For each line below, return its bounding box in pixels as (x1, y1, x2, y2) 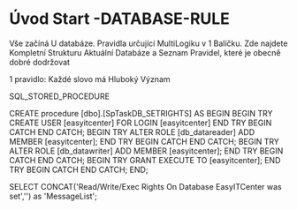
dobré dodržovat (9, 56, 71, 67)
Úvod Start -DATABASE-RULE (9, 9, 230, 29)
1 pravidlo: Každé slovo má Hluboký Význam (9, 73, 171, 84)
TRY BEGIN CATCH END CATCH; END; (9, 164, 148, 175)
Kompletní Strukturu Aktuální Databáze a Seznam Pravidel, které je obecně (9, 47, 281, 57)
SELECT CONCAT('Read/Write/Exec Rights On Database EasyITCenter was (9, 181, 283, 191)
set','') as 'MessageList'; (9, 191, 97, 201)
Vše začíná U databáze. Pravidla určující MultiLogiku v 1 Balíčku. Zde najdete (9, 38, 288, 49)
